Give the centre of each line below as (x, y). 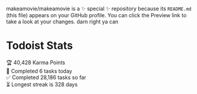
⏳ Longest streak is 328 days (42, 84)
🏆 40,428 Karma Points (36, 62)
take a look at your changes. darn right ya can (62, 21)
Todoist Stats (39, 46)
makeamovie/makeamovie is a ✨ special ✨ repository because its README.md (99, 9)
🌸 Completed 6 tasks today (39, 71)
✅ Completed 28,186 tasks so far (46, 77)
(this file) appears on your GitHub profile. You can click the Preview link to (96, 15)
